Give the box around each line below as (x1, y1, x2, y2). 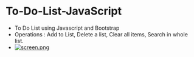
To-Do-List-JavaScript (5, 4, 122, 18)
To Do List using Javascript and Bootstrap (14, 24, 120, 32)
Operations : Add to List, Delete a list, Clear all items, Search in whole (14, 30, 188, 38)
